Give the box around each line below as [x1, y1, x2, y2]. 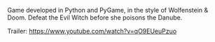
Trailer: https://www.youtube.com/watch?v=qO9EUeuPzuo [7, 27, 177, 35]
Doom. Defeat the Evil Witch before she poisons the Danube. [7, 13, 183, 22]
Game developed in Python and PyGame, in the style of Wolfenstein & [7, 6, 209, 14]
